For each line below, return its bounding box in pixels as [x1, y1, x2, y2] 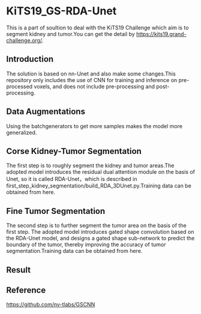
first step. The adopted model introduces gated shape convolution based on [6, 228, 194, 236]
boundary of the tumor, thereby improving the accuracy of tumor [6, 241, 166, 248]
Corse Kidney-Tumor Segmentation [6, 146, 142, 156]
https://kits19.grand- [136, 30, 187, 37]
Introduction [6, 54, 54, 64]
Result [6, 265, 31, 275]
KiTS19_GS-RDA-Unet [6, 4, 117, 18]
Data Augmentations [6, 107, 86, 117]
